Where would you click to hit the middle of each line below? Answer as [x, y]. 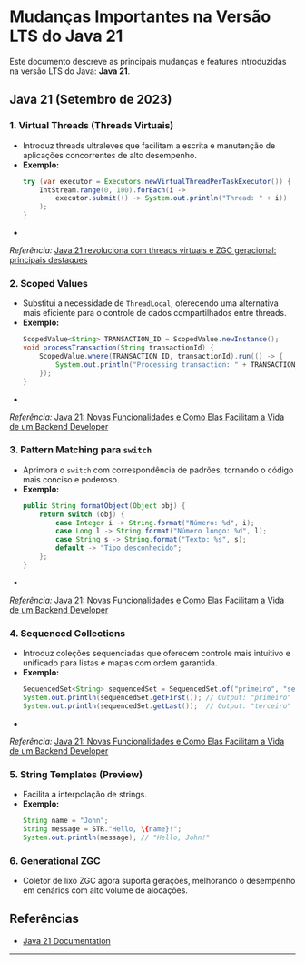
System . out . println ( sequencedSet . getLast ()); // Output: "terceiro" [157, 706]
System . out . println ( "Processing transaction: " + [151, 365]
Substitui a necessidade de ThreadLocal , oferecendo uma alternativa [150, 303]
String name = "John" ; [65, 821]
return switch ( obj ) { [82, 514]
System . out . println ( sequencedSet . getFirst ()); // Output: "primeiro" [157, 698]
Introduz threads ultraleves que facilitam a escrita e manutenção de [149, 145]
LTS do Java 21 [66, 36]
